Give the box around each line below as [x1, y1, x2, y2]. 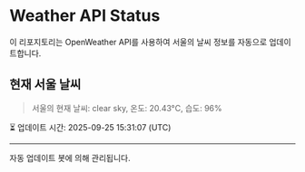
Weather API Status [9, 5, 161, 26]
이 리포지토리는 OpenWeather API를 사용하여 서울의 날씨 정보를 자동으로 [9, 36, 268, 47]
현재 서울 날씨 [9, 77, 82, 92]
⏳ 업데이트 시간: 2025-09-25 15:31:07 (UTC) [9, 121, 172, 132]
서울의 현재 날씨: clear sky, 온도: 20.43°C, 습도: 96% [31, 102, 222, 113]
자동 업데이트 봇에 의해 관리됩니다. [9, 152, 131, 163]
